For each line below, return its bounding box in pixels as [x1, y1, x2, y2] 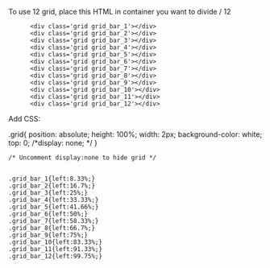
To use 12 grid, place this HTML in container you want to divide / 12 [8, 7, 231, 16]
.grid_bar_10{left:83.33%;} [8, 238, 103, 246]
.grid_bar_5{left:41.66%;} [8, 203, 99, 211]
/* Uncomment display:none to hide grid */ [8, 154, 157, 162]
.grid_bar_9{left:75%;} [8, 231, 89, 239]
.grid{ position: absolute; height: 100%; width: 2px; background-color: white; [8, 130, 263, 139]
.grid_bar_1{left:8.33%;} [8, 175, 95, 183]
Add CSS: [8, 114, 40, 123]
